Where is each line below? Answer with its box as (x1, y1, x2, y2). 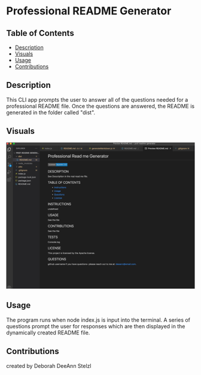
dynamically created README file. (6, 329, 90, 336)
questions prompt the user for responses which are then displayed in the (6, 322, 185, 330)
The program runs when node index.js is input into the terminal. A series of (6, 316, 190, 324)
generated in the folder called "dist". (6, 109, 96, 116)
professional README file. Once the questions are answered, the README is (6, 102, 195, 109)
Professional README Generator (6, 4, 172, 18)
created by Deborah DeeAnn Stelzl (6, 362, 92, 369)
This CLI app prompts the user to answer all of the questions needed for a (6, 96, 188, 103)
